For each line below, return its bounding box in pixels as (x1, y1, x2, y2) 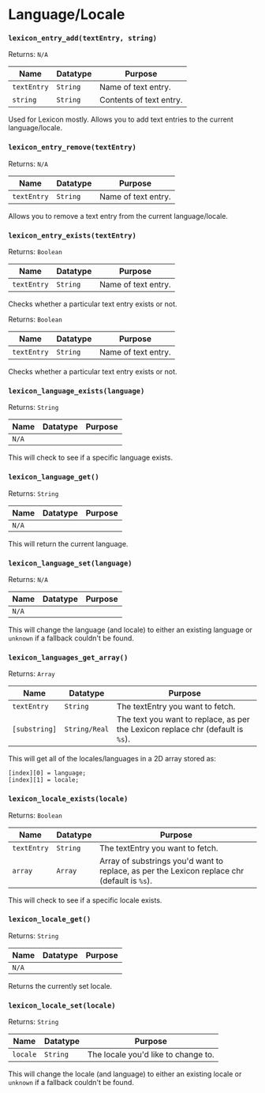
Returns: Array (8, 669, 55, 678)
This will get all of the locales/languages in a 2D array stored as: (8, 754, 217, 764)
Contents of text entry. (99, 95, 183, 106)
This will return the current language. (8, 539, 129, 548)
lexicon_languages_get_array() (8, 653, 129, 662)
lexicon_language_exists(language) (8, 387, 145, 396)
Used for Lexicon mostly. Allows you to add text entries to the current (8, 115, 234, 124)
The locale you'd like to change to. (87, 1049, 215, 1060)
